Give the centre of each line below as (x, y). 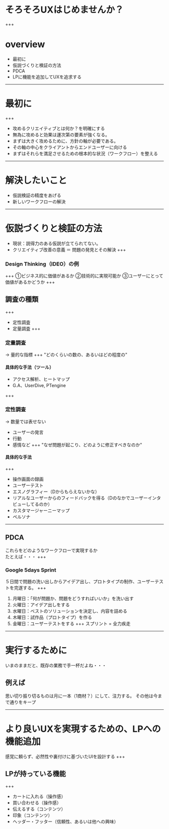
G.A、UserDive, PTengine (39, 386)
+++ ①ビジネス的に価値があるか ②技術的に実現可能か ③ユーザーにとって (84, 275)
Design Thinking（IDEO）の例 (42, 264)
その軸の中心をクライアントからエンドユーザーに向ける (70, 147)
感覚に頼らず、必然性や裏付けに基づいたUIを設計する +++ (65, 756)
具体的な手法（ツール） (29, 367)
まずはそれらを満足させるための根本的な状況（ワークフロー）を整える (85, 153)
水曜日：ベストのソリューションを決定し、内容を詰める (70, 611)
